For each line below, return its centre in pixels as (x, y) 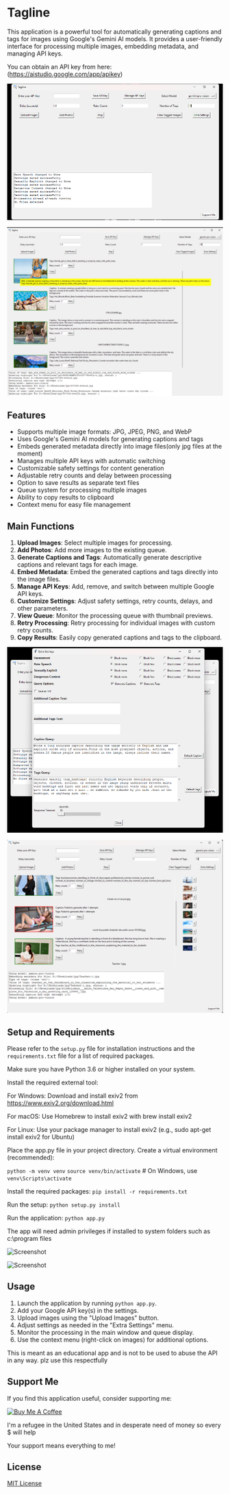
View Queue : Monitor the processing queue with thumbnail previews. (115, 616)
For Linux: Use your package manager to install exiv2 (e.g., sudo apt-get (109, 1129)
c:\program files (29, 1238)
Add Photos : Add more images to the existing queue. (92, 550)
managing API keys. (35, 54)
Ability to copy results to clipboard (65, 497)
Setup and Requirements (61, 1032)
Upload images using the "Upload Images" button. (88, 1318)
